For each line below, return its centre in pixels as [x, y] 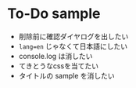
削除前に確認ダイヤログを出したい [73, 36]
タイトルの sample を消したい [66, 75]
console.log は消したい [55, 56]
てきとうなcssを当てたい [59, 66]
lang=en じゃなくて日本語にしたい [73, 46]
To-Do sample [54, 14]
